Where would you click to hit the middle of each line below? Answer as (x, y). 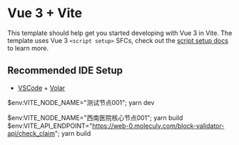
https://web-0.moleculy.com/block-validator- (158, 126)
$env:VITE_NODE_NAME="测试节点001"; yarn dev (81, 102)
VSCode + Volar (41, 88)
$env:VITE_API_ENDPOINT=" (50, 126)
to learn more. (28, 48)
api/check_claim (31, 133)
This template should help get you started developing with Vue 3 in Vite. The (120, 33)
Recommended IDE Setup (65, 70)
